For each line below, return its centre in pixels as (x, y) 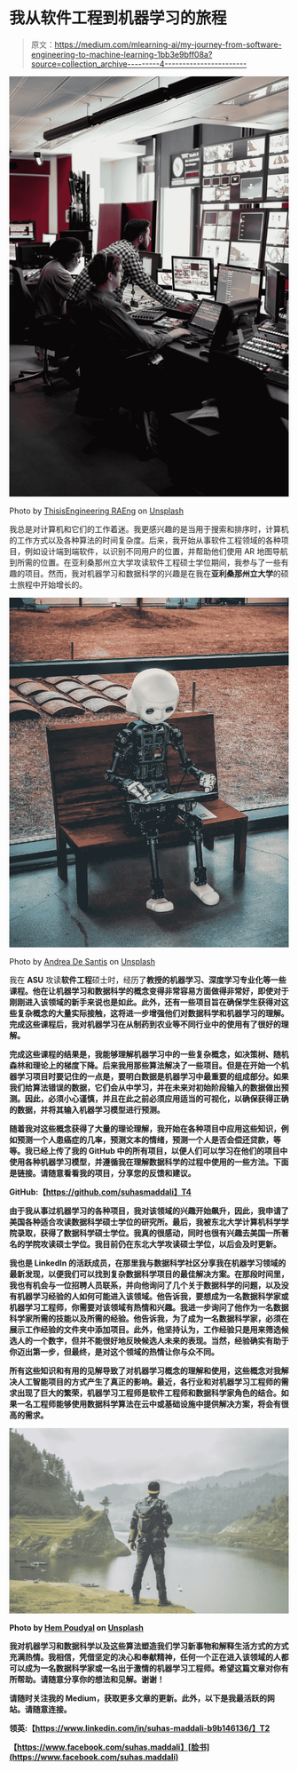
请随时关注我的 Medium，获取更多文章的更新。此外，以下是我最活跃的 (138, 1698)
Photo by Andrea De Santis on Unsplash (82, 961)
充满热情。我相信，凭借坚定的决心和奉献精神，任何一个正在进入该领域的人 (145, 1656)
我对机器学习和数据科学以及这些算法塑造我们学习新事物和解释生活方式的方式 (149, 1646)
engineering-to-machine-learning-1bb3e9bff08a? (122, 54)
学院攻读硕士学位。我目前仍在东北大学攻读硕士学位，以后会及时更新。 (153, 1243)
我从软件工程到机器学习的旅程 (118, 18)
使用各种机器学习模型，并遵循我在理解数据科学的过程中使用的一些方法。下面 (149, 1162)
